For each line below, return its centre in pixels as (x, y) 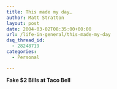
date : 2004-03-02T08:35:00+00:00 (49, 29)
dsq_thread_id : (26, 40)
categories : (21, 52)
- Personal (26, 57)
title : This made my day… (39, 12)
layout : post (23, 23)
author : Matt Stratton (35, 18)
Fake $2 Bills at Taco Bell (39, 80)
